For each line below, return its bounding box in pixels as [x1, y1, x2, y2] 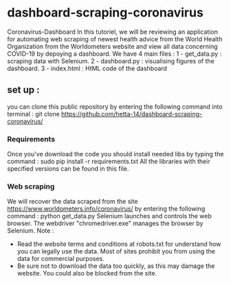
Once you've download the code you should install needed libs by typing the [7, 150, 224, 158]
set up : [7, 84, 40, 96]
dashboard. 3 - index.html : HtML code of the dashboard [7, 64, 167, 72]
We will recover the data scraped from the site [7, 198, 138, 206]
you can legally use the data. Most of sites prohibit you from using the [16, 247, 215, 255]
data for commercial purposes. [16, 255, 105, 263]
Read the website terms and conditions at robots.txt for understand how [16, 240, 221, 249]
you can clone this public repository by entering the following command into [7, 102, 223, 111]
